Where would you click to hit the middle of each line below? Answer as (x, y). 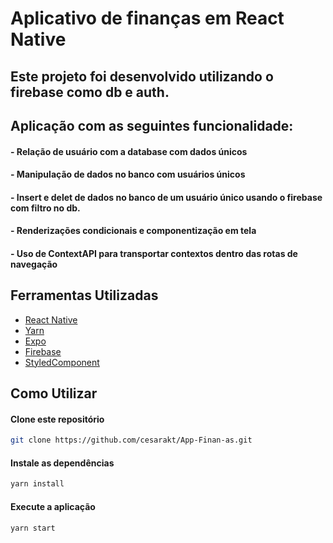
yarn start (33, 528)
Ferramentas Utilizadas (84, 295)
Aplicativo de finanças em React (147, 18)
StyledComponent (62, 362)
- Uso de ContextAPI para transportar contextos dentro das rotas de (154, 253)
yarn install (37, 484)
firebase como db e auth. (90, 92)
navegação (34, 264)
